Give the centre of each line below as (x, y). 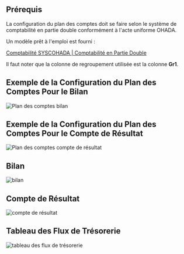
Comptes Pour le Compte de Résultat (74, 133)
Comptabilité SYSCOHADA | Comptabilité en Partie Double (77, 53)
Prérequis (24, 10)
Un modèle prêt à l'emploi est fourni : (51, 41)
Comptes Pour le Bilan (47, 92)
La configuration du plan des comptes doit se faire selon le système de (91, 23)
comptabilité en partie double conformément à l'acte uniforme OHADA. (91, 30)
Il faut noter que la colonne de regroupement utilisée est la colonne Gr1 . (92, 64)
